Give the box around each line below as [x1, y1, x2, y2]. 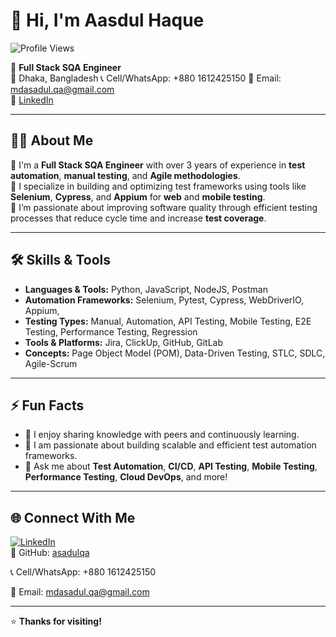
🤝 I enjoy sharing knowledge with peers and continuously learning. [24, 429, 300, 441]
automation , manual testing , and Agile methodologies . [10, 169, 241, 181]
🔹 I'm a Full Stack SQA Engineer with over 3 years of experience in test [10, 159, 306, 171]
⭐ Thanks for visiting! [10, 615, 102, 628]
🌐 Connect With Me [10, 509, 136, 526]
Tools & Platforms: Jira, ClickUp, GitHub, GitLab [24, 336, 223, 348]
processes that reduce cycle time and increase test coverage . [10, 212, 267, 224]
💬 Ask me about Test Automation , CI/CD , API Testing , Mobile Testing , [24, 460, 318, 473]
